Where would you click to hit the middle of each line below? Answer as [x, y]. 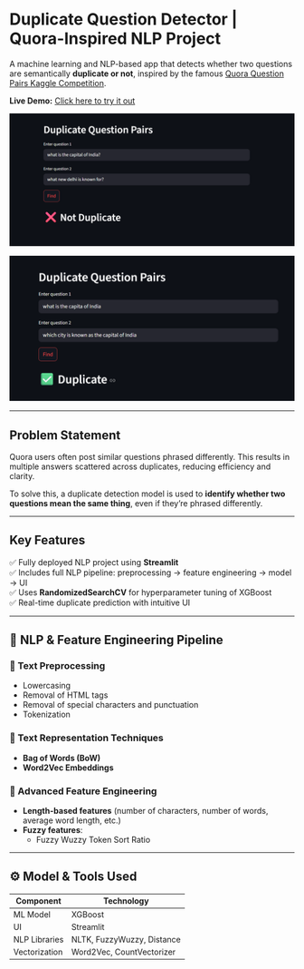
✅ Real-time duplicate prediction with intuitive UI [100, 602]
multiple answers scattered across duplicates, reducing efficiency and [140, 466]
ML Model [32, 914]
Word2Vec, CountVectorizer [123, 952]
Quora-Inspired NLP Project [115, 39]
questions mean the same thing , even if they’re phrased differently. [136, 503]
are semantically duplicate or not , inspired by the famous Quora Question [147, 73]
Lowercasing [46, 686]
